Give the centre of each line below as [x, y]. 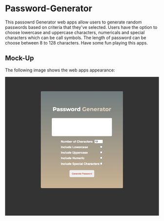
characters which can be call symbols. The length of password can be [76, 38]
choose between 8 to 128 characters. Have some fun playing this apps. [76, 43]
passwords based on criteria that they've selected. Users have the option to [81, 27]
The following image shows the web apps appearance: [60, 70]
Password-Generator [49, 9]
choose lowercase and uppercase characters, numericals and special [75, 32]
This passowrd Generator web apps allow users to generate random [73, 22]
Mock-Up [20, 58]
